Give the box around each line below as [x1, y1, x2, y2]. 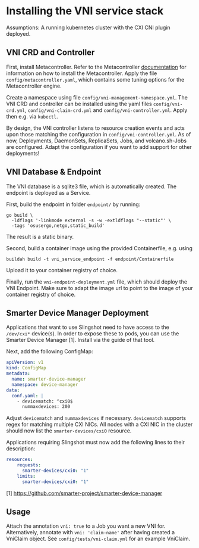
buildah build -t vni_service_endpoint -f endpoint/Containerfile [6, 256, 174, 262]
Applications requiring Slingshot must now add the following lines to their [6, 439, 185, 446]
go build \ [6, 212, 33, 218]
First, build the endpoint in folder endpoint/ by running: [6, 201, 141, 208]
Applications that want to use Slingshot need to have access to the [6, 323, 169, 331]
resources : [6, 457, 33, 463]
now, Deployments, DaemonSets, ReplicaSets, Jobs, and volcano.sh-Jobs [6, 137, 187, 144]
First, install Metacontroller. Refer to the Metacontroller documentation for [6, 63, 187, 70]
